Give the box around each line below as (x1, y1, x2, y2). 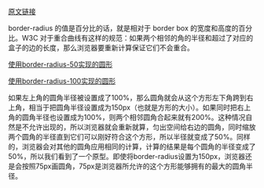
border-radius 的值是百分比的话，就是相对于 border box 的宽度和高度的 (8, 23, 239, 33)
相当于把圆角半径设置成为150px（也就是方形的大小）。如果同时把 (28, 103, 237, 112)
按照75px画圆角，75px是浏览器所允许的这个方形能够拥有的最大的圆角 (21, 161, 246, 171)
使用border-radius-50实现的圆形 (8, 60, 113, 69)
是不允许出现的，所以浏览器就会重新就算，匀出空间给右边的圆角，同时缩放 (14, 122, 256, 132)
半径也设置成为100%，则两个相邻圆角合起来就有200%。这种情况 (35, 113, 246, 121)
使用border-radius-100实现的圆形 (8, 77, 116, 85)
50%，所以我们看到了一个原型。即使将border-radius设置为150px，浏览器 (8, 152, 246, 161)
